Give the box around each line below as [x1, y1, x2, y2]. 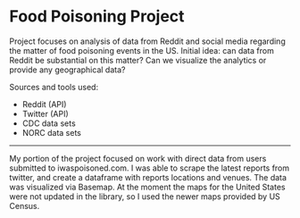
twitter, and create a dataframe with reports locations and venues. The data [9, 172, 287, 182]
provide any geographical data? [9, 64, 126, 75]
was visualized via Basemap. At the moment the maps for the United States [9, 181, 286, 192]
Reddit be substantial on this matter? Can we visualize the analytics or [9, 54, 267, 65]
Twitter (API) [21, 108, 69, 119]
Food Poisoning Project [9, 6, 185, 27]
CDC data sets [21, 118, 76, 129]
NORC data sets [21, 127, 82, 138]
